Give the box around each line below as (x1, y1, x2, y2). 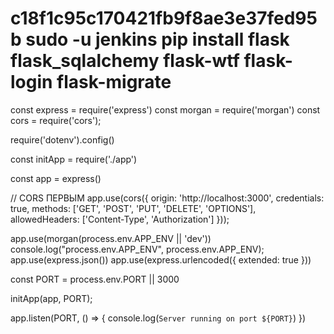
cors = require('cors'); (10, 114, 102, 126)
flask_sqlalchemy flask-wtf (10, 50, 240, 72)
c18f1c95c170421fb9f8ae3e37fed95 (10, 7, 318, 30)
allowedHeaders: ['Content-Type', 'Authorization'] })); (10, 213, 230, 225)
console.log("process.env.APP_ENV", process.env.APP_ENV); (10, 243, 265, 255)
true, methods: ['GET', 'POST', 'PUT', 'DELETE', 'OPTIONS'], (10, 202, 257, 214)
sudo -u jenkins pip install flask (25, 28, 290, 51)
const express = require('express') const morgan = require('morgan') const (10, 103, 321, 116)
